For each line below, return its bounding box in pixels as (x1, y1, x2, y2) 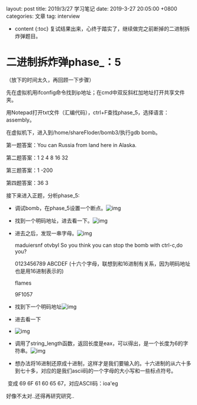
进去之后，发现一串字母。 (14, 229, 77, 237)
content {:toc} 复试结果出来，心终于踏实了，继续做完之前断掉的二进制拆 (14, 25, 190, 32)
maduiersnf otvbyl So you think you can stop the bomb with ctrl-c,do (14, 241, 183, 248)
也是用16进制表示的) (14, 267, 64, 275)
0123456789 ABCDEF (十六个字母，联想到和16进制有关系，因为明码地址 (14, 260, 190, 267)
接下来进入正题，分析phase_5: (6, 192, 80, 199)
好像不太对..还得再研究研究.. (6, 392, 75, 399)
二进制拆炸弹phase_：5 (6, 56, 121, 69)
